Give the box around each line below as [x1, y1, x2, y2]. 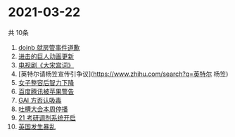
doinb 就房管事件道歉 [18, 43, 80, 51]
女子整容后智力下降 [18, 78, 75, 86]
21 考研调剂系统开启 [18, 113, 76, 122]
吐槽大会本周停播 [18, 105, 68, 113]
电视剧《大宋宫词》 [18, 60, 75, 69]
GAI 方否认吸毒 [18, 96, 62, 104]
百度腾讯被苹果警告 [18, 87, 75, 96]
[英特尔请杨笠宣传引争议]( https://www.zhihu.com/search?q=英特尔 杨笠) [18, 70, 229, 78]
